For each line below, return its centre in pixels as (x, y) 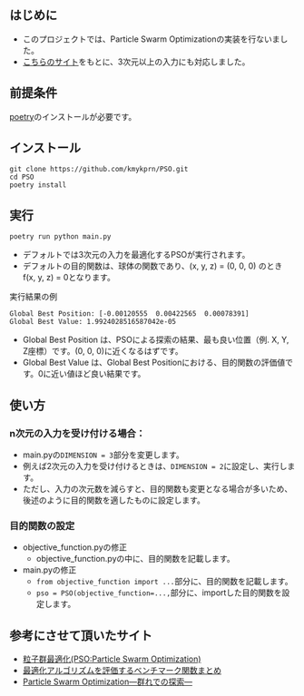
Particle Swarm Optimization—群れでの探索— (108, 681)
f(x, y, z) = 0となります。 (69, 278)
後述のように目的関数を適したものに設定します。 (114, 500)
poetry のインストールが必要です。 (73, 116)
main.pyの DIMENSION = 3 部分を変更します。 (103, 455)
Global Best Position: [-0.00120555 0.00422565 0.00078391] (129, 314)
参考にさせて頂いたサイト (81, 636)
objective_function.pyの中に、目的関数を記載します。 (135, 559)
